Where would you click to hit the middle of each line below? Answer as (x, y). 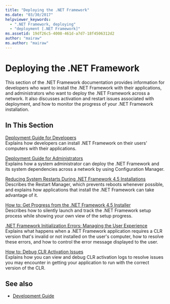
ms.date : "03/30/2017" (29, 15)
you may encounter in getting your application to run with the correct (77, 262)
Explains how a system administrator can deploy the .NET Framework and (82, 164)
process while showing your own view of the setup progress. (69, 216)
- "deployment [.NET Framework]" (45, 29)
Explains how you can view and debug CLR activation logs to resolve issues (84, 257)
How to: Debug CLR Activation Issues (44, 252)
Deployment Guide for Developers (41, 137)
